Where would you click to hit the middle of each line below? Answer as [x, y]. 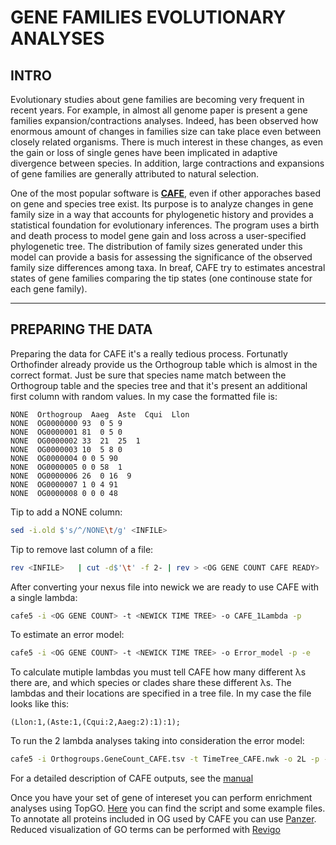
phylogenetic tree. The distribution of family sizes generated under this [156, 246]
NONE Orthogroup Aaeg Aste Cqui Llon [100, 414]
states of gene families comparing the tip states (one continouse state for [161, 278]
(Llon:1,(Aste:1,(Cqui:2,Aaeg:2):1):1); [96, 722]
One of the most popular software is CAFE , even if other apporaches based [165, 193]
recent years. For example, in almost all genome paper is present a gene [159, 110]
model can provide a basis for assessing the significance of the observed [161, 257]
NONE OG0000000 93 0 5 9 [66, 423]
